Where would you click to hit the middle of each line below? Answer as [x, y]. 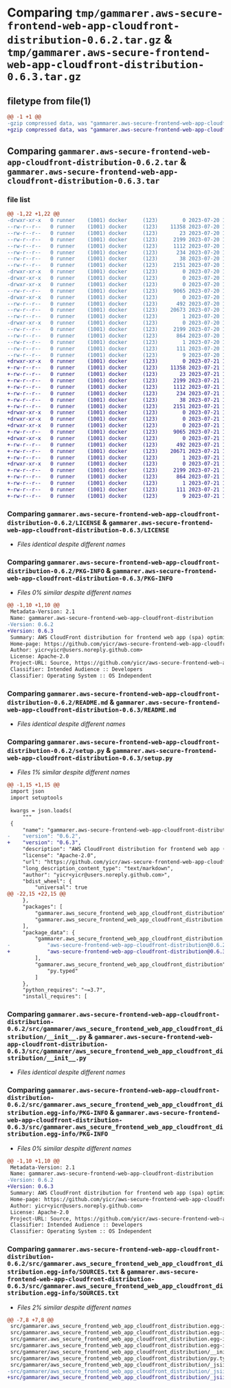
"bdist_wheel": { [47, 881]
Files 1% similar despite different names [74, 772]
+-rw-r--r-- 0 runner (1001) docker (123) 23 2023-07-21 [113, 374]
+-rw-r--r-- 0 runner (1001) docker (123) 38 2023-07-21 [113, 400]
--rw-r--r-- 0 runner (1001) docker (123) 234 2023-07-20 [113, 252]
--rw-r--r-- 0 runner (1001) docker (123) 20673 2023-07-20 [113, 310]
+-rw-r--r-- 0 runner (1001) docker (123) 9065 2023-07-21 [113, 432]
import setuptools [36, 798]
